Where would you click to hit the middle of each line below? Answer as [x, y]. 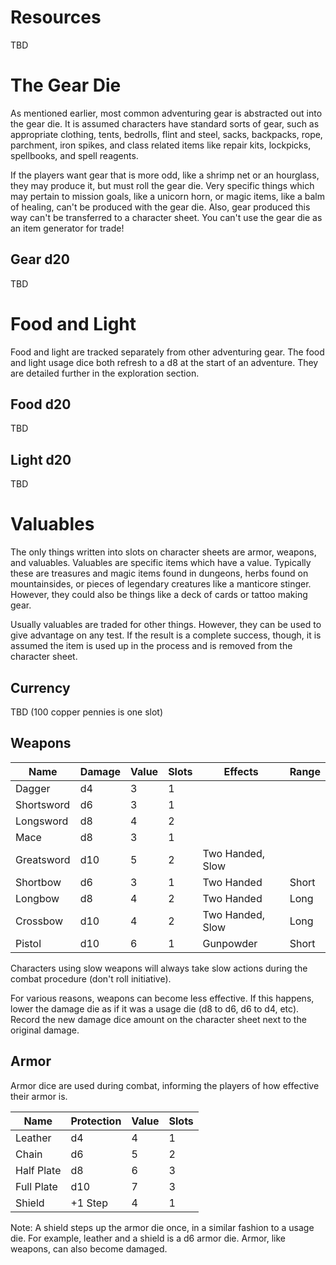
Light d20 [41, 459]
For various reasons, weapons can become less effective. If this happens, [162, 998]
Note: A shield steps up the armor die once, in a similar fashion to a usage [162, 1227]
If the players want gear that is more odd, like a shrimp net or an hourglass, [165, 175]
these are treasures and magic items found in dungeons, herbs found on [159, 573]
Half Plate [38, 1170]
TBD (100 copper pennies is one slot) [87, 712]
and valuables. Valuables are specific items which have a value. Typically [161, 563]
